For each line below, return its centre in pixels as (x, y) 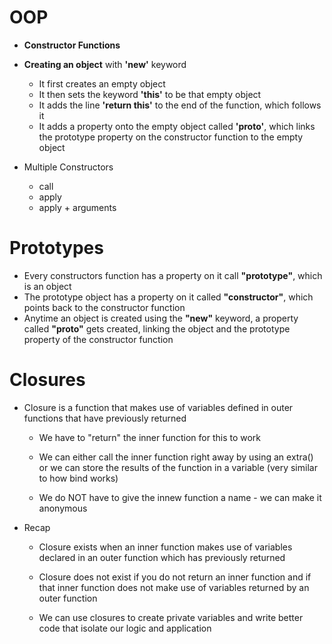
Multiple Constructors (68, 167)
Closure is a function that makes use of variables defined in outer (158, 407)
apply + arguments (77, 207)
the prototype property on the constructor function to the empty (171, 137)
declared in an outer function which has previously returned (162, 557)
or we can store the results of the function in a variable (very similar (178, 467)
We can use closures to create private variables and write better (171, 617)
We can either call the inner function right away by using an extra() (176, 457)
